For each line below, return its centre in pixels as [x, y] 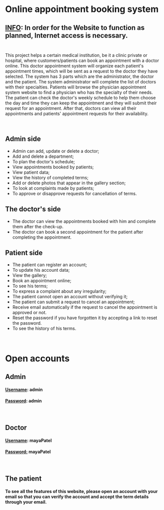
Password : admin [24, 401]
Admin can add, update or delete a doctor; [56, 151]
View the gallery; [30, 275]
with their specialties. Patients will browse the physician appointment [76, 87]
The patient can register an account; [49, 265]
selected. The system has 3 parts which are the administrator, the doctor [80, 76]
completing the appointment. [42, 237]
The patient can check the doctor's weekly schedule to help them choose [81, 98]
